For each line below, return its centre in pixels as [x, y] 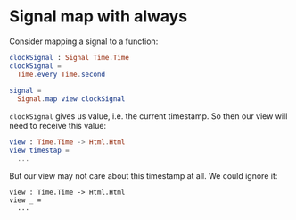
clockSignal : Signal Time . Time [69, 57]
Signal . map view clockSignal [71, 99]
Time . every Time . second [61, 74]
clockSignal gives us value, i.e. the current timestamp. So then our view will [148, 116]
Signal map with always [99, 17]
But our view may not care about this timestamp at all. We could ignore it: [144, 175]
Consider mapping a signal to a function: [84, 41]
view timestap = [39, 151]
